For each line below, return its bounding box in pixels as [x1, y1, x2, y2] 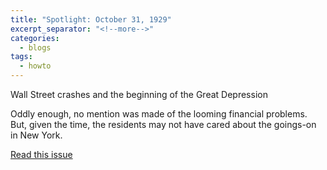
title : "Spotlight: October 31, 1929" [10, 14, 172, 25]
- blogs [19, 42, 52, 53]
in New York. [10, 129, 63, 141]
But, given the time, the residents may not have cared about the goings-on [10, 119, 317, 130]
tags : [10, 52, 33, 62]
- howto [19, 61, 52, 71]
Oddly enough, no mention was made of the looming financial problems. [10, 108, 308, 120]
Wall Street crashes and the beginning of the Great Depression [10, 89, 268, 100]
